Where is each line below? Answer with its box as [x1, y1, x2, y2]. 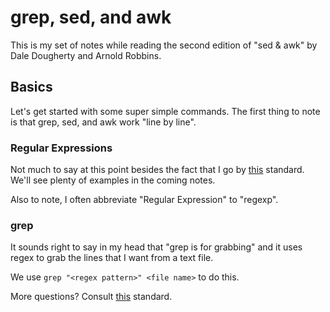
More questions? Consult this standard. [10, 291, 173, 303]
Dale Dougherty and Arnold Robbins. [10, 49, 162, 61]
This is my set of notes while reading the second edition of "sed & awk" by [10, 39, 318, 51]
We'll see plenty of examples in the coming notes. [10, 174, 216, 186]
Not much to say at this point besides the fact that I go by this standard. [10, 164, 305, 176]
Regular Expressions [10, 141, 113, 155]
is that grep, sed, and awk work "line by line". [10, 116, 197, 128]
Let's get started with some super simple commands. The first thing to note [10, 105, 321, 117]
